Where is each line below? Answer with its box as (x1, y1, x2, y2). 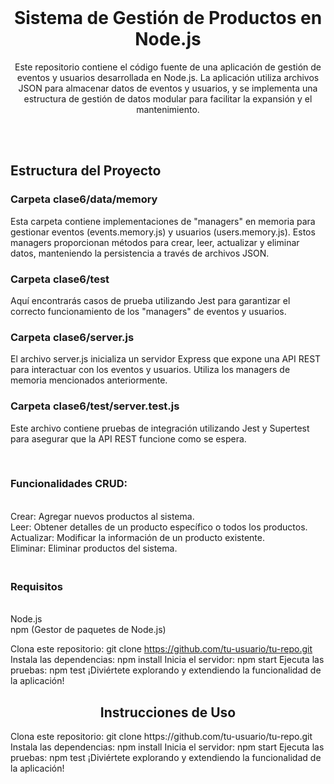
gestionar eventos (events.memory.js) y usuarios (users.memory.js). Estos (10, 226, 316, 238)
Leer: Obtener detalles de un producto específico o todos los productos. (10, 521, 308, 533)
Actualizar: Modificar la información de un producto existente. (10, 531, 265, 543)
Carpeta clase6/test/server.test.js (10, 399, 180, 413)
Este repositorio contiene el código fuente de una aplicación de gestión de (14, 61, 322, 73)
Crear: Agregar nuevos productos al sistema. (10, 510, 195, 522)
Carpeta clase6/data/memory (10, 192, 158, 206)
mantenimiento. (136, 103, 200, 115)
